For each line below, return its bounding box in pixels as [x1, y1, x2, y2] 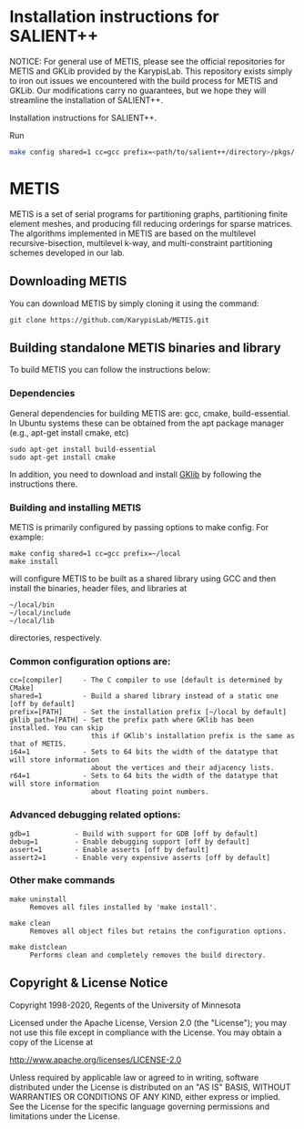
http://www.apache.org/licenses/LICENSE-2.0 [9, 1054, 182, 1065]
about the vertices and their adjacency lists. [90, 764, 275, 773]
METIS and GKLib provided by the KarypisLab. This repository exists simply [9, 66, 293, 77]
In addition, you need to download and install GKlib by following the [9, 468, 262, 479]
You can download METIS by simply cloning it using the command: [9, 298, 259, 309]
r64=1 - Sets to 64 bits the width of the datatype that [9, 772, 279, 781]
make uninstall [9, 895, 67, 904]
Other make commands [9, 874, 116, 887]
